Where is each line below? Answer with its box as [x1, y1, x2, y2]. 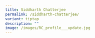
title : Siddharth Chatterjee [5, 7, 66, 12]
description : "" [5, 21, 39, 26]
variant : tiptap [5, 16, 39, 21]
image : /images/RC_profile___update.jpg [5, 26, 91, 31]
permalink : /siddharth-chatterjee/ [5, 12, 79, 17]
